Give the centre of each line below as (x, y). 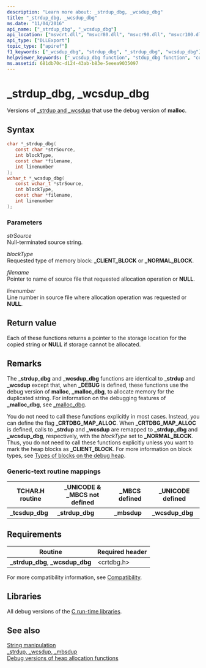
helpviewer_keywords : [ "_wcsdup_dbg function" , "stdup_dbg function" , (99, 58)
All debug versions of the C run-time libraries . (64, 611)
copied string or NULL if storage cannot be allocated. (74, 344)
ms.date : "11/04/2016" (36, 23)
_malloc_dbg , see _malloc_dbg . (47, 404)
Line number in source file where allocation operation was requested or (97, 297)
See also (24, 630)
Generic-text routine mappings (54, 471)
